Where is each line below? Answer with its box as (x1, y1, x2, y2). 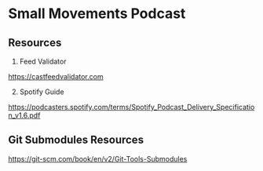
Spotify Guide (19, 87, 64, 96)
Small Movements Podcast (8, 5, 186, 23)
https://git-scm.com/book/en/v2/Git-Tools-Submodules (8, 154, 188, 163)
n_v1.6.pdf (8, 111, 41, 120)
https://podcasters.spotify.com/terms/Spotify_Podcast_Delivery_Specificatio (8, 103, 255, 111)
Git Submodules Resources (8, 133, 144, 147)
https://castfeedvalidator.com (8, 72, 104, 81)
